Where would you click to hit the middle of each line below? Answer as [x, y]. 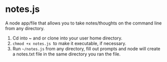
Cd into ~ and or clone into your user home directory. [67, 38]
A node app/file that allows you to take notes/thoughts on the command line [83, 23]
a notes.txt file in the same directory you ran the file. [66, 54]
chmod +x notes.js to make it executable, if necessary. [69, 43]
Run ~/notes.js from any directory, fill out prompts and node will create [86, 48]
